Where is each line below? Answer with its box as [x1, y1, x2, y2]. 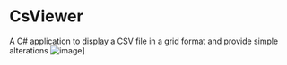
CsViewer [9, 6, 83, 27]
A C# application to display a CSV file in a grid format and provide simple [9, 36, 279, 46]
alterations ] [9, 45, 85, 55]
